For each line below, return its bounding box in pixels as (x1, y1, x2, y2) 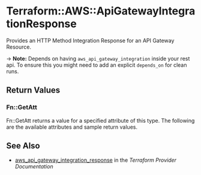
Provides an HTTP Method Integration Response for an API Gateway (6, 37, 175, 44)
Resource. (6, 43, 32, 51)
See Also (6, 141, 40, 151)
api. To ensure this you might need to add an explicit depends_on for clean (6, 61, 187, 69)
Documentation (14, 163, 53, 170)
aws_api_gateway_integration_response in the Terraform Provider (14, 156, 177, 164)
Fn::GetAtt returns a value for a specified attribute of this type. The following (6, 117, 195, 124)
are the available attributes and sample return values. (6, 123, 138, 130)
